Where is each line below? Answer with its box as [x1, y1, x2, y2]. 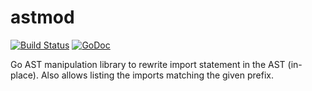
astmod [10, 6, 75, 29]
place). [10, 69, 39, 81]
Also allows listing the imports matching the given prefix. [40, 69, 274, 81]
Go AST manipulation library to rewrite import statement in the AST [10, 58, 286, 70]
